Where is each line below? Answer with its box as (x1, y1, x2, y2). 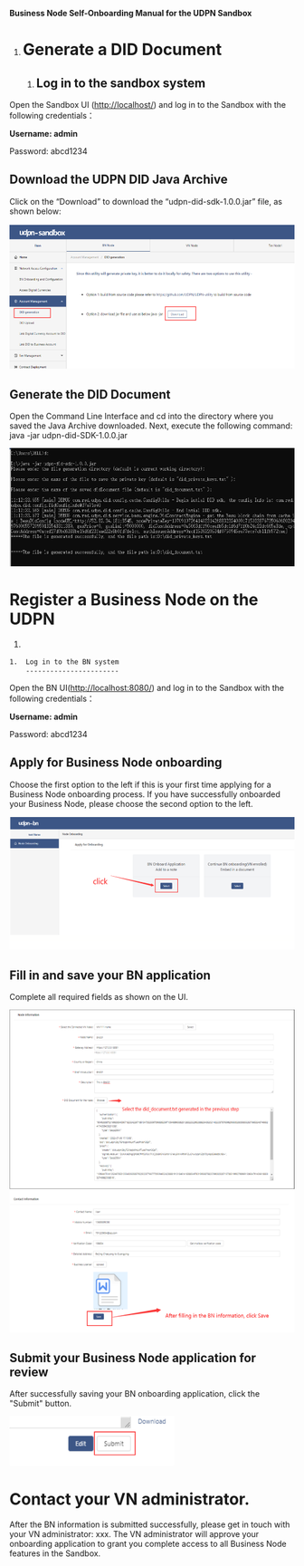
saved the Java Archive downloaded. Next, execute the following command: (9, 420, 293, 431)
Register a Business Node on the (9, 590, 259, 610)
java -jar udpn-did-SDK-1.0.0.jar (9, 430, 128, 441)
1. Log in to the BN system (9, 658, 119, 667)
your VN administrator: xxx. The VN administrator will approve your (9, 1528, 260, 1539)
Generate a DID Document (22, 40, 223, 60)
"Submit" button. (9, 1398, 72, 1409)
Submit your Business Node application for (9, 1350, 256, 1366)
